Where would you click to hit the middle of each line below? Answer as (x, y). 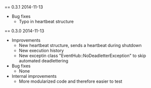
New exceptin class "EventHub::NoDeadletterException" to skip (82, 56)
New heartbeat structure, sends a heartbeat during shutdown (80, 45)
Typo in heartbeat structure (46, 22)
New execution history (41, 51)
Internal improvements (34, 76)
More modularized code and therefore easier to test (70, 81)
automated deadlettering (43, 61)
